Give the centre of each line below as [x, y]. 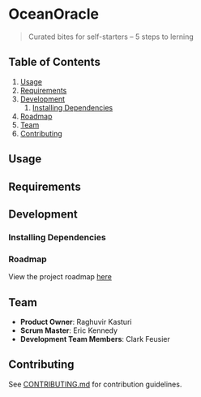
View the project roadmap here [60, 277]
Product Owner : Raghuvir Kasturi [76, 321]
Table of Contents [55, 62]
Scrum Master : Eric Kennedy [69, 330]
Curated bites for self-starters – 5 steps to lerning [111, 37]
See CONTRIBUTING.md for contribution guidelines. [95, 384]
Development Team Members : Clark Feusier [95, 339]
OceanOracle [54, 14]
